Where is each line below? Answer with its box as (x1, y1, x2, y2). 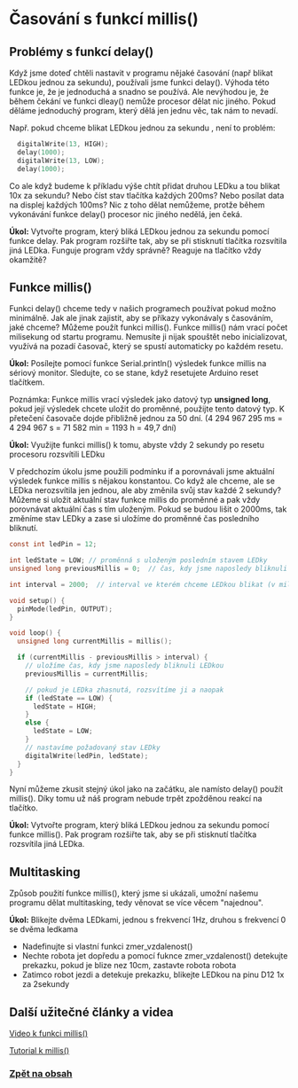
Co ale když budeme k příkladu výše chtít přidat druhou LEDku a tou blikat (9, 180, 281, 191)
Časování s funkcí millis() (9, 9, 200, 29)
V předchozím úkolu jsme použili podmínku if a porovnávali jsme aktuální (9, 466, 275, 477)
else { (25, 718, 50, 727)
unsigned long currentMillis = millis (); (17, 637, 173, 646)
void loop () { (9, 629, 62, 638)
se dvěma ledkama (9, 924, 78, 935)
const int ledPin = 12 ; (9, 540, 98, 549)
